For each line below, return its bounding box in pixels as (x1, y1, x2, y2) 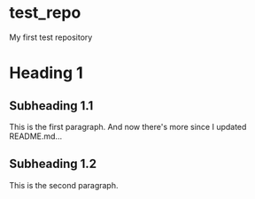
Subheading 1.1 (9, 98, 94, 113)
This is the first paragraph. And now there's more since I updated (9, 121, 247, 132)
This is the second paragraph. (9, 180, 119, 190)
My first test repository (9, 32, 93, 42)
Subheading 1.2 (9, 157, 97, 172)
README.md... (9, 131, 63, 142)
